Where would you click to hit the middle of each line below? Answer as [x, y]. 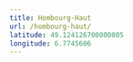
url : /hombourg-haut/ [51, 26]
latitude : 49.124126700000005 [67, 35]
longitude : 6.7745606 [51, 43]
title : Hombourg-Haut [51, 18]
